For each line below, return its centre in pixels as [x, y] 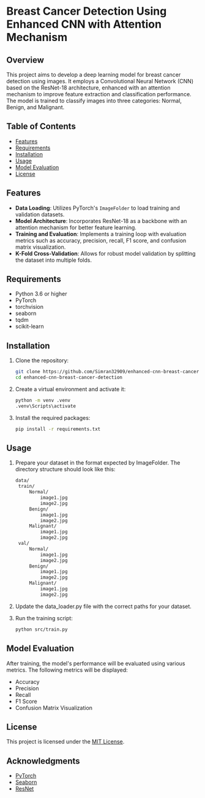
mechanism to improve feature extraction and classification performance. [99, 94]
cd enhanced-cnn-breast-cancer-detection [69, 378]
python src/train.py [41, 629]
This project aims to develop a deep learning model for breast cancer [94, 74]
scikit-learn [29, 327]
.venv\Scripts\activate [46, 406]
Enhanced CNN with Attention [84, 24]
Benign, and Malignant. [35, 107]
